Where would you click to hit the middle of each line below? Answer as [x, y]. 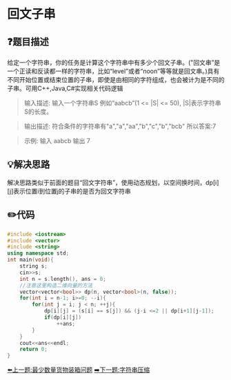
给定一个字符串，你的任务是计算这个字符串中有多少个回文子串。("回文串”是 [114, 62]
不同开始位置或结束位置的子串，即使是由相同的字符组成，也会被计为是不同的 [116, 80]
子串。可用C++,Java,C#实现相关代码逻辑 [65, 88]
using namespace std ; [38, 253]
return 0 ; [34, 349]
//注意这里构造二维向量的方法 [56, 285]
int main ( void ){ [30, 260]
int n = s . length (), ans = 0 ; [63, 279]
